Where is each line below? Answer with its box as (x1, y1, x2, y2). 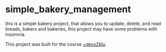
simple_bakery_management (5, 4, 132, 15)
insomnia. (5, 31, 26, 37)
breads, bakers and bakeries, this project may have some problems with (5, 25, 158, 32)
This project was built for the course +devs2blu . (5, 41, 107, 47)
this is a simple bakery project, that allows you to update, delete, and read (5, 20, 161, 27)
